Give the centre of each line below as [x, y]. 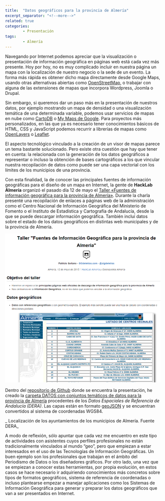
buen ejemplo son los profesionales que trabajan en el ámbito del [71, 457]
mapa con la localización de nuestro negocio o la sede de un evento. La [78, 72]
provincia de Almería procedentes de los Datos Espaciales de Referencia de [82, 401]
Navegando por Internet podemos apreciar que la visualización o [71, 56]
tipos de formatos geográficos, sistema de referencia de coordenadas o [78, 478]
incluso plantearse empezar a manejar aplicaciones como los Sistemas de [80, 483]
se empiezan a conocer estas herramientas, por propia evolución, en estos [81, 467]
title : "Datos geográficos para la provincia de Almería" [67, 10]
